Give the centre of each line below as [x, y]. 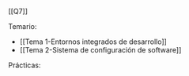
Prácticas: [25, 65]
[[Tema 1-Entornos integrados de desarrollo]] [93, 42]
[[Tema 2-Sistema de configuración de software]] [100, 50]
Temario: [23, 26]
